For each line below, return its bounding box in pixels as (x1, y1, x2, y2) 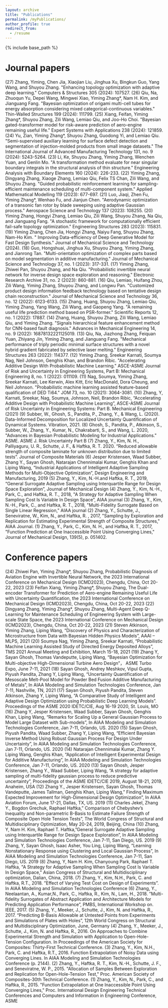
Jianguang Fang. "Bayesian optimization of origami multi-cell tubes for (5, 100, 151, 106)
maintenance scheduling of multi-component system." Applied (23, 186, 152, 192)
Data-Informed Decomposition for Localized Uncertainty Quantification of (5, 416, 157, 422)
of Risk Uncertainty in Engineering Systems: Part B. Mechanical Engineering (5, 405, 162, 411)
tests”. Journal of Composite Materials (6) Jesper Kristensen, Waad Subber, (5, 454, 162, 460)
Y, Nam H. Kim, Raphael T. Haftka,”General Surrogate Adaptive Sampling (5, 826, 155, 832)
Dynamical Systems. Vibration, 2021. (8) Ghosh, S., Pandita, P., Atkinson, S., (5, 421, 162, 427)
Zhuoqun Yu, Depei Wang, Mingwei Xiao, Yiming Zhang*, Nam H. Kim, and (5, 95, 158, 101)
